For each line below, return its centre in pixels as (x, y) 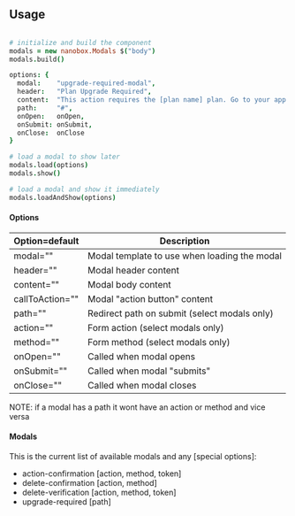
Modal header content (133, 270)
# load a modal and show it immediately (85, 189)
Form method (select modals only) (159, 342)
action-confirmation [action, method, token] (102, 474)
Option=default (46, 241)
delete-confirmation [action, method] (89, 483)
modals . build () (37, 59)
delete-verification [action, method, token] (99, 493)
